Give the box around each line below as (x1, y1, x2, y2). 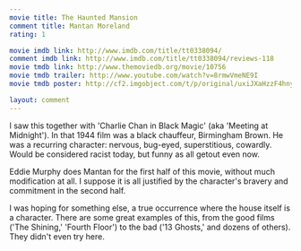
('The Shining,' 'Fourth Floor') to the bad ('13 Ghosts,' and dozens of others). (9, 221, 291, 232)
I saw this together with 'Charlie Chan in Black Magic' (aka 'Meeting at (9, 120, 269, 131)
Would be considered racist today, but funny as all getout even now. (9, 149, 260, 160)
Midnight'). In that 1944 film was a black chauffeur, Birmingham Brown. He (9, 129, 284, 140)
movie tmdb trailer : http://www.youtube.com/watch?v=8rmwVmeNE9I (9, 71, 258, 81)
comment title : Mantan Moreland (9, 22, 130, 30)
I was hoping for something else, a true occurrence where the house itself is (9, 203, 291, 213)
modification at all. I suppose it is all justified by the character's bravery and (9, 176, 288, 186)
